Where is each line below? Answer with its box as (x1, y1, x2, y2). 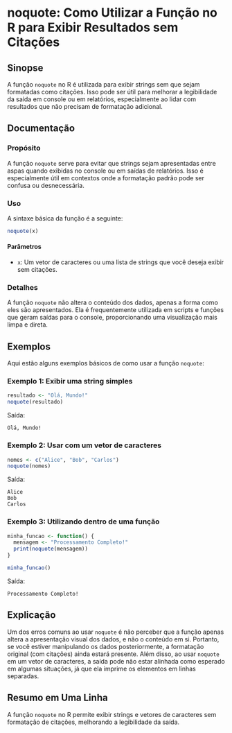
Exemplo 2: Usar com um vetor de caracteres (7, 440, 161, 450)
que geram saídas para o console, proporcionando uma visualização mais (7, 313, 218, 322)
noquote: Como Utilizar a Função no (7, 5, 218, 21)
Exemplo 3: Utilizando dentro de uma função (7, 517, 160, 526)
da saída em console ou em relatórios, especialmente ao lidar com (7, 95, 196, 103)
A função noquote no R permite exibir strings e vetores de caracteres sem (7, 710, 217, 718)
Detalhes (7, 282, 38, 292)
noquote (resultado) (7, 399, 64, 406)
